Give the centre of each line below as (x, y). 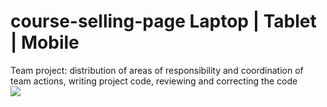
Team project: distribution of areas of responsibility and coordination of (157, 70)
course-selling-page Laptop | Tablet (163, 21)
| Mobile (45, 42)
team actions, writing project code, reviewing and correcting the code (154, 81)
